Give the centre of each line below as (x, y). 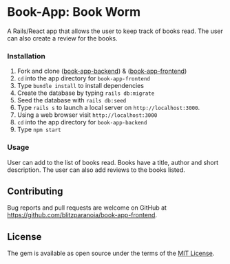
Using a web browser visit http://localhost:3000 (87, 115)
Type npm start (39, 130)
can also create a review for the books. (63, 38)
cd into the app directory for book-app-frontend (83, 78)
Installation (27, 56)
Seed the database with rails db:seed (72, 100)
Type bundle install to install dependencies (81, 86)
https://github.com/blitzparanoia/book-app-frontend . (82, 215)
